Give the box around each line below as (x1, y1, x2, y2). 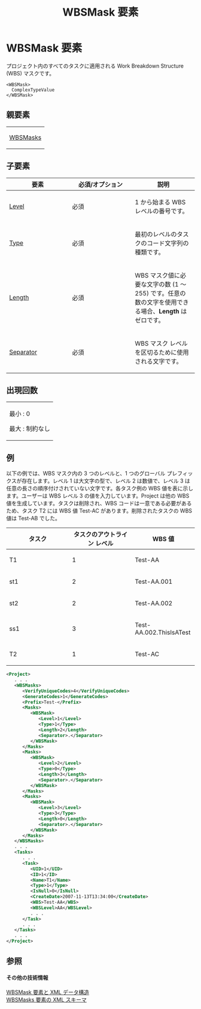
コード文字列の (147, 239, 190, 247)
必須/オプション (78, 180, 123, 188)
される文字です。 (135, 357, 182, 365)
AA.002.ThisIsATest (135, 629, 191, 637)
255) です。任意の (135, 289, 187, 297)
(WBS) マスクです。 (6, 69, 55, 77)
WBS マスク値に (135, 271, 181, 279)
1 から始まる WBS (135, 198, 186, 206)
